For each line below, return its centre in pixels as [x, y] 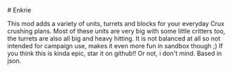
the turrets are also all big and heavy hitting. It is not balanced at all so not [114, 38]
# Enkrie [19, 10]
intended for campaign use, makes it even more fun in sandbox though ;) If [115, 46]
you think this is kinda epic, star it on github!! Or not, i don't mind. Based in [115, 53]
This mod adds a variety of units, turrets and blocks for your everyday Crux [116, 23]
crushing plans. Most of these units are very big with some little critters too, [116, 31]
